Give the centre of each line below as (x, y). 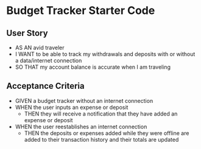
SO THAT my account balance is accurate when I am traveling (93, 67)
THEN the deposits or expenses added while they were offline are (107, 133)
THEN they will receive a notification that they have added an (101, 114)
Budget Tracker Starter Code (81, 11)
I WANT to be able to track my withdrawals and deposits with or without (105, 54)
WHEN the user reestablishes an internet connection (81, 126)
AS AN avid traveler (40, 47)
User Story (27, 33)
